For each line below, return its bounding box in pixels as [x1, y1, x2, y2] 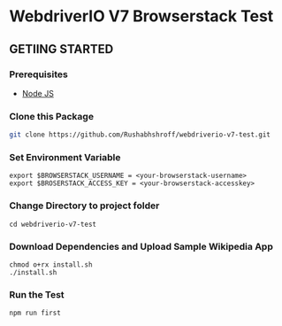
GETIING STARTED [9, 42, 114, 57]
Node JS [21, 88, 55, 98]
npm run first [9, 308, 62, 318]
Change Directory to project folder [9, 199, 160, 212]
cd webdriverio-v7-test [9, 220, 97, 229]
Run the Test [9, 288, 65, 300]
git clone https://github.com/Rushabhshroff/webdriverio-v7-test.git [9, 130, 271, 139]
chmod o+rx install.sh [9, 260, 93, 269]
